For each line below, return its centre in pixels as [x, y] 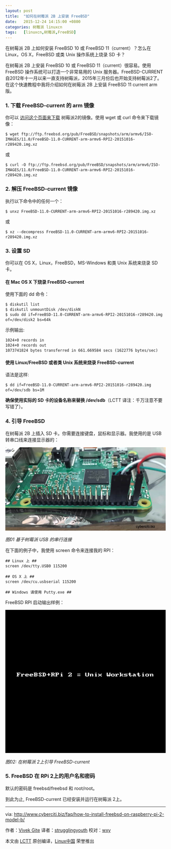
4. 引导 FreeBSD [25, 421]
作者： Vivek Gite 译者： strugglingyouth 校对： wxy [58, 830]
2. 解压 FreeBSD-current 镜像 [41, 189]
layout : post [19, 11]
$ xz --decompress [25, 232]
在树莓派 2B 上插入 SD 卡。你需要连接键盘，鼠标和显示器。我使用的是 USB [83, 433]
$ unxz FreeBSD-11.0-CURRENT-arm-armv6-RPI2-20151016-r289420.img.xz [81, 211]
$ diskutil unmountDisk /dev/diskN [43, 310]
